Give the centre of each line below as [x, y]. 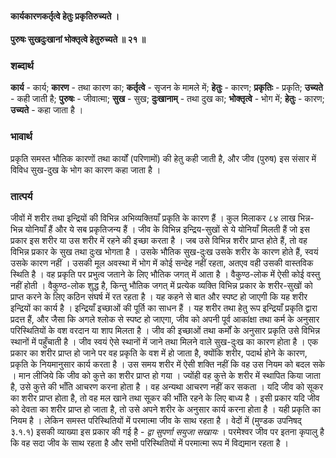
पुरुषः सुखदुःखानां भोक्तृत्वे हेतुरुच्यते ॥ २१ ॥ [78, 39]
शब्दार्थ [22, 66]
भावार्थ [21, 137]
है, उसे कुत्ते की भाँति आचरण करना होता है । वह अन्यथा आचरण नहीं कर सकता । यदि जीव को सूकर [166, 387]
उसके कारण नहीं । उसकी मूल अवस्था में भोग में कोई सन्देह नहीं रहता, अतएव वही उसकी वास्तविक [162, 263]
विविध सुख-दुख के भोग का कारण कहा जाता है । [86, 169]
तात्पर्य [21, 196]
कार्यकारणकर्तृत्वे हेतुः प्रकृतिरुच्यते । [65, 16]
